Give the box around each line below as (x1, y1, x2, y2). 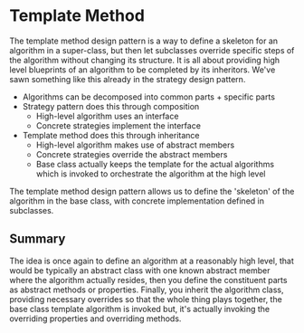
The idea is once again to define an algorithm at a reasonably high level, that (9, 255, 294, 266)
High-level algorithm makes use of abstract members (35, 139, 235, 150)
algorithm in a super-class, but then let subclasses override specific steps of (9, 44, 295, 55)
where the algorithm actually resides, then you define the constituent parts (9, 274, 288, 285)
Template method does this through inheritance (22, 129, 200, 140)
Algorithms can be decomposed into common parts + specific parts (22, 91, 276, 102)
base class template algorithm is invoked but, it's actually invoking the (9, 303, 271, 314)
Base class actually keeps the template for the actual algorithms (35, 158, 274, 169)
